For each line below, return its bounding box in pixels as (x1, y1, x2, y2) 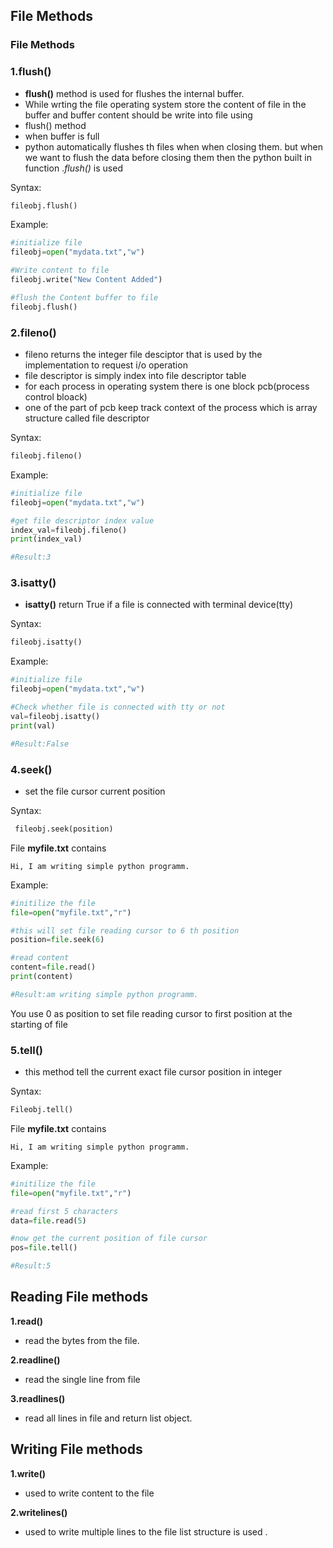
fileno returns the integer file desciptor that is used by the (24, 349, 263, 361)
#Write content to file (10, 265, 110, 276)
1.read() (10, 1315, 44, 1327)
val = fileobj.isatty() (10, 711, 101, 721)
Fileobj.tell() (10, 1105, 74, 1115)
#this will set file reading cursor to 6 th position (10, 925, 240, 936)
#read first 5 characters (10, 1206, 118, 1216)
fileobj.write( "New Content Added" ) (10, 275, 163, 285)
